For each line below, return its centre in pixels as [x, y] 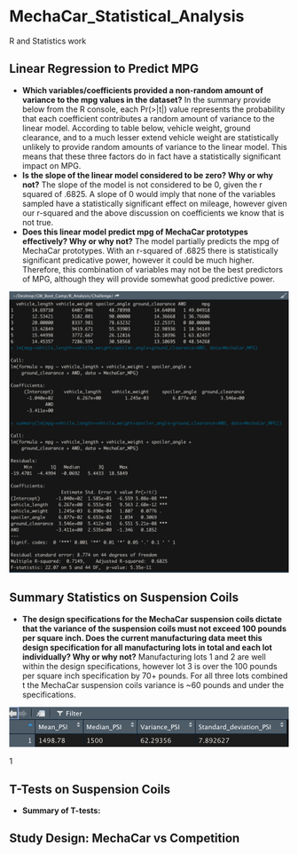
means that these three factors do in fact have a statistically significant [151, 156]
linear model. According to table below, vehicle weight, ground [136, 128]
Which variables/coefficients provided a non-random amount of [142, 90]
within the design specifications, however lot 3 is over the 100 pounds [149, 666]
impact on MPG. [51, 165]
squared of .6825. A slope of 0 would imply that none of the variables [149, 194]
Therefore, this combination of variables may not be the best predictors [153, 269]
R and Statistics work [48, 41]
